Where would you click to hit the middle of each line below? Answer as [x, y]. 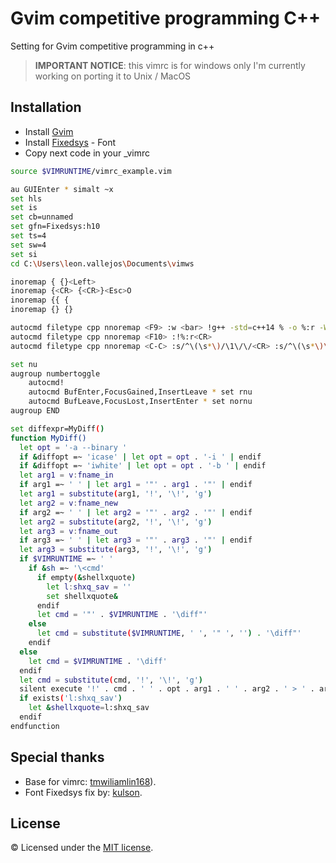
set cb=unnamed [42, 217]
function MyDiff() [48, 438]
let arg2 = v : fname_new [68, 503]
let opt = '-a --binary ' [73, 447]
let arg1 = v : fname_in [66, 475]
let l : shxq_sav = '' [89, 587]
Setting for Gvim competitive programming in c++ [112, 46]
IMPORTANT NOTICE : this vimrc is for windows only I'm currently [170, 65]
